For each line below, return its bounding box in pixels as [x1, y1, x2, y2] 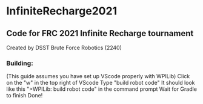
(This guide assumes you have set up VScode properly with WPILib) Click [6, 73, 190, 80]
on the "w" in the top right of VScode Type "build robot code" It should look [6, 79, 195, 87]
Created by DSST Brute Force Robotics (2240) [6, 44, 122, 51]
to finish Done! [6, 92, 43, 99]
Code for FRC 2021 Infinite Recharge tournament [6, 28, 194, 38]
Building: [6, 59, 33, 67]
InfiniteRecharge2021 [6, 4, 118, 18]
